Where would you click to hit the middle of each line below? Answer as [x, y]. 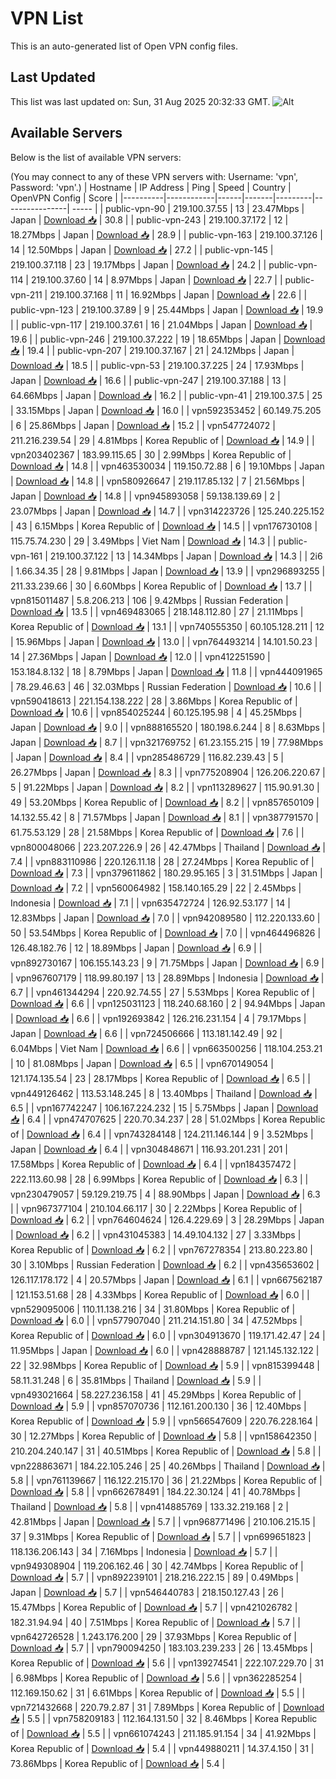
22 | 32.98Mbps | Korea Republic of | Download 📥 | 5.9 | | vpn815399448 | [165, 1365]
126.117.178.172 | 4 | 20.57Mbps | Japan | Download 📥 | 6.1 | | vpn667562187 [166, 1279]
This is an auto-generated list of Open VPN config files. [124, 46]
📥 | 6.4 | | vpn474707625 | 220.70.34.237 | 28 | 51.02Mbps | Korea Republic [168, 1119]
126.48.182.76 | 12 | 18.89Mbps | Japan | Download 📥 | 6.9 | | [136, 948]
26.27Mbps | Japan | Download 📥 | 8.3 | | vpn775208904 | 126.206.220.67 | [168, 772]
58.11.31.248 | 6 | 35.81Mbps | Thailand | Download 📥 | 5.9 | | [136, 1380]
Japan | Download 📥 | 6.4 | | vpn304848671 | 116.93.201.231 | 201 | [149, 1149]
